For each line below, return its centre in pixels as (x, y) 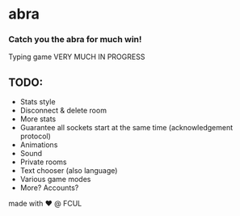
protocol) (35, 136)
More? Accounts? (49, 188)
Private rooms (43, 162)
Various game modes (55, 180)
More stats (38, 119)
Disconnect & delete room (63, 111)
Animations (39, 145)
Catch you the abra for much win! (75, 40)
